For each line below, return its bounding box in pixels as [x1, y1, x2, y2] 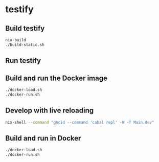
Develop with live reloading [5, 106, 94, 115]
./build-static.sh [5, 42, 44, 47]
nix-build [5, 37, 27, 42]
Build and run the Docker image [5, 74, 107, 82]
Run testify [5, 56, 41, 65]
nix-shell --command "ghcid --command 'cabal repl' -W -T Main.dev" [5, 120, 154, 125]
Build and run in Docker [5, 134, 81, 143]
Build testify [5, 24, 45, 33]
